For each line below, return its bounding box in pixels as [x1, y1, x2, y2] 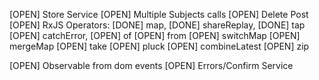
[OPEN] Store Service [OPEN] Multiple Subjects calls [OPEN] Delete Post [9, 9, 309, 20]
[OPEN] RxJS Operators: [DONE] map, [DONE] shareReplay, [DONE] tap [9, 19, 306, 31]
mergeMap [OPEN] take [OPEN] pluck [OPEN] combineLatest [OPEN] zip [9, 40, 310, 52]
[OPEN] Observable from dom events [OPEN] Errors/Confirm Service [9, 60, 294, 71]
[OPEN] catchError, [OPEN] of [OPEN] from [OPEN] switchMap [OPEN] [9, 30, 301, 41]
